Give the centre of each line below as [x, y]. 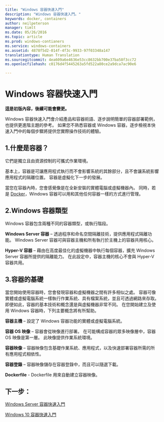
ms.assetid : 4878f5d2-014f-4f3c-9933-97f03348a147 [58, 50]
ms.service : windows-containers [38, 46]
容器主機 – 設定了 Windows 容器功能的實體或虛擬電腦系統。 [65, 321]
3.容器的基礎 [24, 279]
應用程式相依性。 [26, 354]
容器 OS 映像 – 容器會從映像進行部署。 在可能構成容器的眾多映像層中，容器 [81, 331]
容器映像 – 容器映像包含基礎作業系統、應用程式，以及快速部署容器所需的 [78, 348]
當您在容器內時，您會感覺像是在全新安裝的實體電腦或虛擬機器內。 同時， [78, 188]
